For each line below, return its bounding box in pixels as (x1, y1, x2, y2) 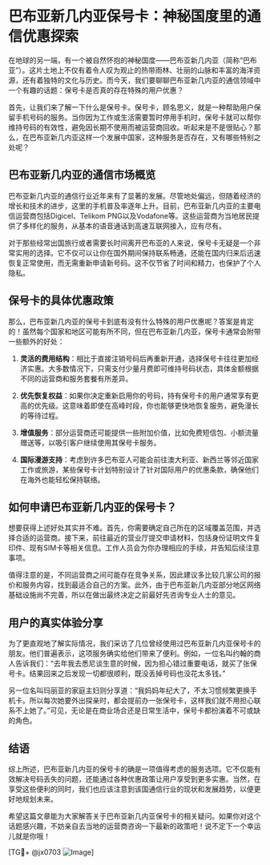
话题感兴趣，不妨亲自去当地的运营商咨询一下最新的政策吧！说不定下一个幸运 (8, 822, 261, 831)
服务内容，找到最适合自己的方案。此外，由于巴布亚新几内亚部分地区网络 (22, 580, 261, 589)
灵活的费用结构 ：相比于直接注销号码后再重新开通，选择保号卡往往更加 (19, 353, 252, 363)
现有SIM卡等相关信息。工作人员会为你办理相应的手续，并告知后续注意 (29, 543, 260, 553)
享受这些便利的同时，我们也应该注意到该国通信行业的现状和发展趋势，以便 (8, 784, 254, 794)
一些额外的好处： (8, 336, 65, 346)
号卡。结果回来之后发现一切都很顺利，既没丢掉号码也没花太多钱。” (8, 669, 226, 678)
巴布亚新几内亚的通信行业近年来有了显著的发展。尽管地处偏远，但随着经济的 (8, 191, 261, 200)
